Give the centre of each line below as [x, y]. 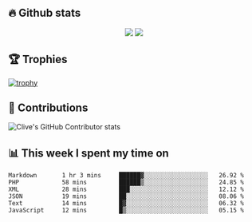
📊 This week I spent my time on [89, 153]
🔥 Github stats [45, 13]
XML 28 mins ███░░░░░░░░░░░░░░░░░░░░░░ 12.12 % [126, 190]
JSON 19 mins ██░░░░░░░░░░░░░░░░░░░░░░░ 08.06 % [126, 196]
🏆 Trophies [38, 59]
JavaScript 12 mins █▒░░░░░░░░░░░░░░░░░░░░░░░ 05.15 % [126, 211]
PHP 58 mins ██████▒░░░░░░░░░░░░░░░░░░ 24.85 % [126, 183]
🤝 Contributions [48, 108]
